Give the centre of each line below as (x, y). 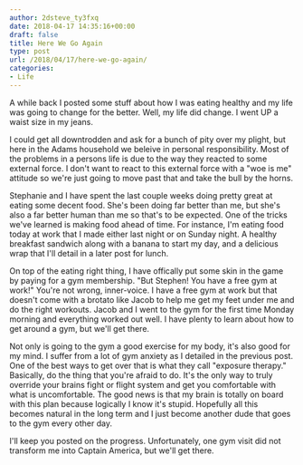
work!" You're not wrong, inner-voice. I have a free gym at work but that (143, 290)
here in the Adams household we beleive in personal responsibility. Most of (149, 149)
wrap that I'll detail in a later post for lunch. (89, 253)
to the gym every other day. (61, 423)
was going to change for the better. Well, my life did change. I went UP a (144, 112)
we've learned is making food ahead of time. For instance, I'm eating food (147, 224)
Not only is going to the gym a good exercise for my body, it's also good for (150, 346)
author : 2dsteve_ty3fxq (54, 18)
